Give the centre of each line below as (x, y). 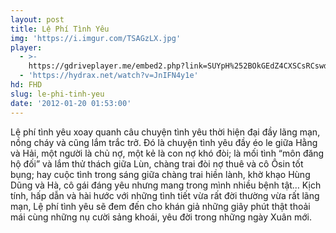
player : (26, 47)
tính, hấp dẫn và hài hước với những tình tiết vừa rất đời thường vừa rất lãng (165, 195)
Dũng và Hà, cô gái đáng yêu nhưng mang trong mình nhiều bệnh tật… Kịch (166, 185)
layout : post (37, 19)
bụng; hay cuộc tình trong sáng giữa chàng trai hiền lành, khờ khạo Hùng (160, 174)
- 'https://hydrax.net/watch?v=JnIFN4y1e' (109, 76)
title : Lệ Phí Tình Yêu (60, 29)
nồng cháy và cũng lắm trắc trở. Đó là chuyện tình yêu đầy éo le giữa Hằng (164, 142)
